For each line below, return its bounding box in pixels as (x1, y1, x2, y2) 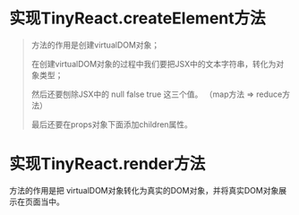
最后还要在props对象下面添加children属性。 (30, 118, 192, 130)
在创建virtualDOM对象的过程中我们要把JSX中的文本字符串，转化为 (30, 58, 277, 69)
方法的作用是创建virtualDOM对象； (30, 39, 160, 50)
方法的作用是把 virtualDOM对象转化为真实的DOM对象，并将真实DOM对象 (9, 185, 279, 195)
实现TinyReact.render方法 (9, 154, 206, 175)
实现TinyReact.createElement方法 (9, 8, 266, 29)
